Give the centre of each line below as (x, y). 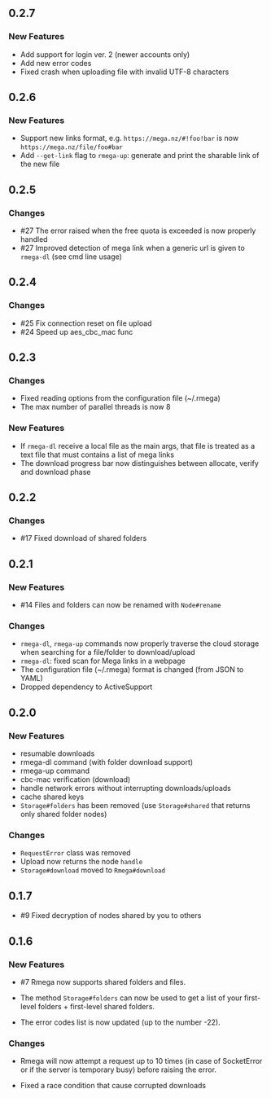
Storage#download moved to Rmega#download (92, 870)
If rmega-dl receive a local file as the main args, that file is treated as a (137, 446)
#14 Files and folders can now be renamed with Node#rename (120, 605)
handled (34, 239)
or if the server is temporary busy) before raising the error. (118, 1069)
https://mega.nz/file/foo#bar (72, 147)
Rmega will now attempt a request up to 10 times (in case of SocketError (141, 1061)
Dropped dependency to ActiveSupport (86, 687)
